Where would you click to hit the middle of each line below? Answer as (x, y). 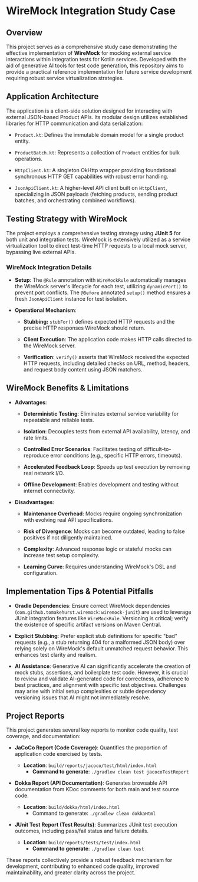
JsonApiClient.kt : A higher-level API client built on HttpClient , (91, 187)
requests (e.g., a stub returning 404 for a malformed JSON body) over (100, 642)
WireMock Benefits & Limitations (68, 388)
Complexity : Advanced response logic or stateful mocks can (98, 549)
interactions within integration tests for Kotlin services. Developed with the (96, 59)
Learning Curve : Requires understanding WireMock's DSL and (100, 567)
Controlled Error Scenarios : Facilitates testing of (83, 449)
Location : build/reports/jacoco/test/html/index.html (90, 765)
